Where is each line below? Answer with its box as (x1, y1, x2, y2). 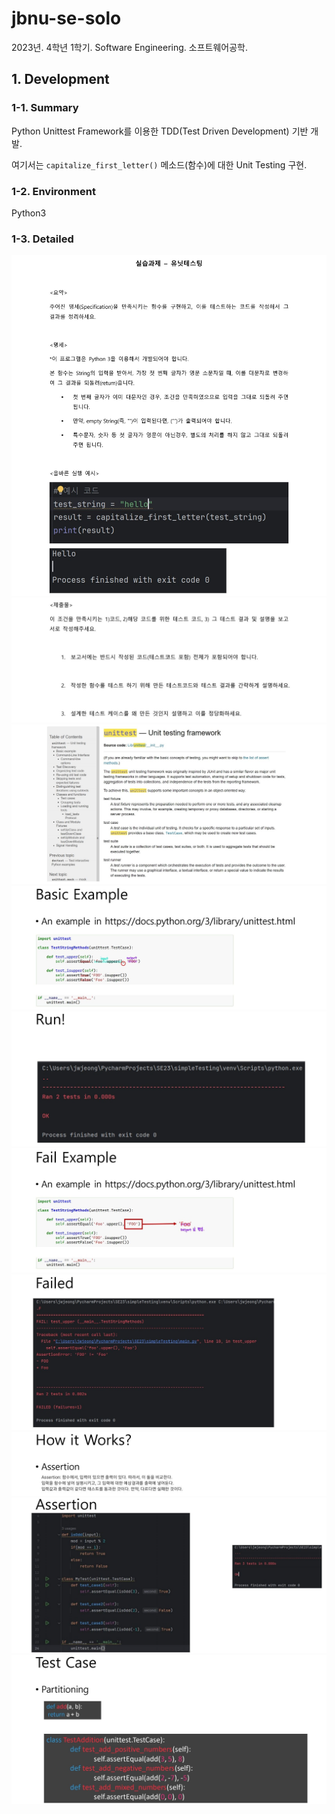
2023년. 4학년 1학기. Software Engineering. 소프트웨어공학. (11, 41, 248, 53)
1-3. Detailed (11, 232, 74, 246)
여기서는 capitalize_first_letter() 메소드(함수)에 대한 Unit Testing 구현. (11, 158, 308, 171)
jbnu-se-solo (11, 7, 122, 30)
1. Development (11, 71, 110, 88)
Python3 (11, 207, 47, 219)
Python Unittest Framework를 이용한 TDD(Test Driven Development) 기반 (11, 125, 309, 137)
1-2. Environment (11, 184, 96, 198)
